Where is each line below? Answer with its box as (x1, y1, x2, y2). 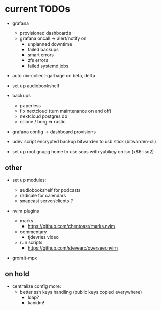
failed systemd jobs (27, 63, 69, 69)
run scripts (19, 239, 43, 245)
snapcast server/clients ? (19, 198, 73, 204)
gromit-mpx (12, 255, 37, 261)
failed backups (27, 46, 59, 52)
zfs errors (27, 57, 49, 63)
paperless (19, 102, 41, 108)
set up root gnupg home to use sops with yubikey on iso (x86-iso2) (12, 148, 154, 154)
